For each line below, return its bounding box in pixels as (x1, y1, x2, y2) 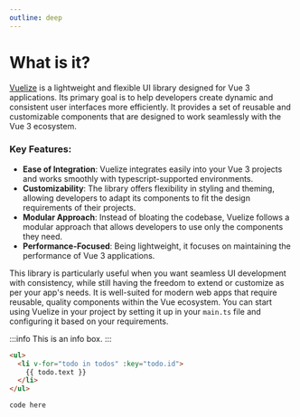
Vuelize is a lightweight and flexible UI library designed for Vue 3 (9, 82, 250, 93)
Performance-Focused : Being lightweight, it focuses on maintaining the (22, 241, 291, 251)
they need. (22, 231, 63, 242)
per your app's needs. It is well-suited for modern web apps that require (9, 287, 277, 298)
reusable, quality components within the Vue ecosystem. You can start (9, 296, 273, 308)
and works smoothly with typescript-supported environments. (22, 173, 254, 184)
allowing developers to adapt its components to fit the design (22, 192, 251, 204)
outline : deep (9, 13, 63, 23)
